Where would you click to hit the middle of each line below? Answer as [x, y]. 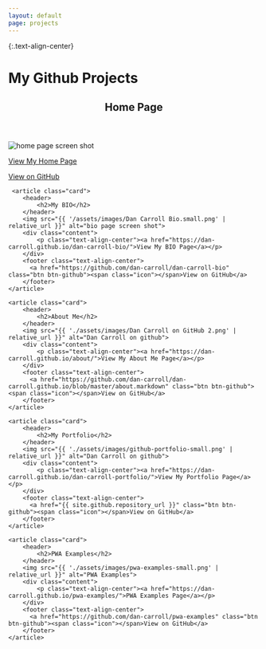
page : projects [33, 23]
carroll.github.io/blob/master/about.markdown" [89, 387]
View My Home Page [43, 161]
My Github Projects [73, 78]
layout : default [35, 16]
